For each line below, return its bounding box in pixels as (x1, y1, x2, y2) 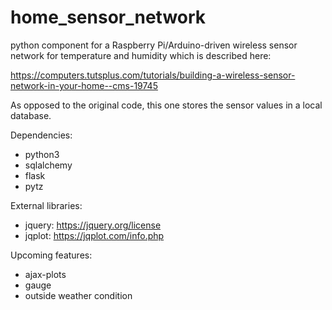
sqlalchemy (24, 159, 73, 171)
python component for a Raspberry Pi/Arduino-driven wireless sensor (10, 39, 298, 51)
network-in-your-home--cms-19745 (10, 79, 158, 91)
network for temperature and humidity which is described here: (10, 49, 272, 61)
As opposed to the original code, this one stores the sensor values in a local (10, 99, 323, 111)
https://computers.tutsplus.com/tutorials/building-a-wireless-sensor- (10, 69, 296, 81)
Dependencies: (10, 129, 73, 141)
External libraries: (10, 199, 83, 211)
